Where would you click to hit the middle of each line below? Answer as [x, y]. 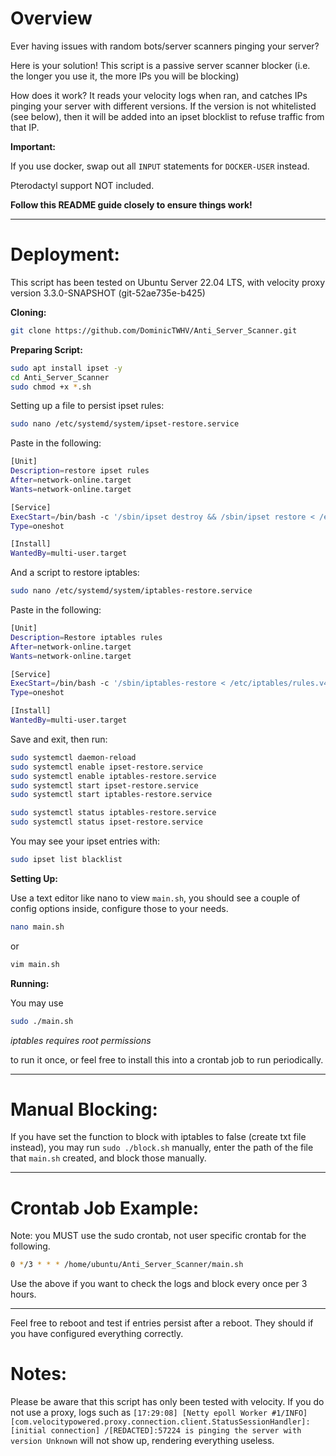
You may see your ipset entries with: [85, 841]
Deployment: [65, 254]
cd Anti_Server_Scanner [60, 377]
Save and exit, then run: [59, 739]
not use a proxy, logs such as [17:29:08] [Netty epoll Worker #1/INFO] [159, 1413]
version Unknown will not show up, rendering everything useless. [142, 1441]
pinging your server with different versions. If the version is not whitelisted [163, 106]
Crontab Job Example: [105, 1208]
